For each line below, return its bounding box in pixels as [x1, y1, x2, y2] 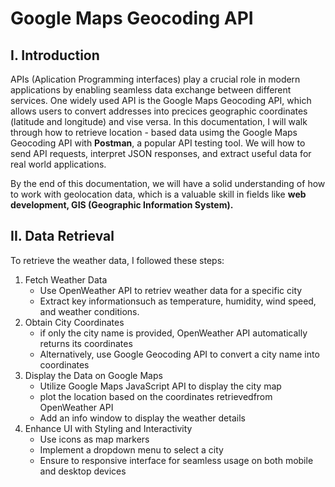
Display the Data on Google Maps [24, 369, 163, 381]
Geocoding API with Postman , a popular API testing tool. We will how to [10, 137, 306, 149]
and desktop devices [39, 465, 127, 477]
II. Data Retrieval [10, 228, 115, 245]
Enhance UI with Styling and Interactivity [24, 422, 193, 434]
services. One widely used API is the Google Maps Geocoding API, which [10, 95, 312, 106]
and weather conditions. [39, 305, 140, 317]
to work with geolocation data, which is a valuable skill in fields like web [10, 188, 307, 200]
